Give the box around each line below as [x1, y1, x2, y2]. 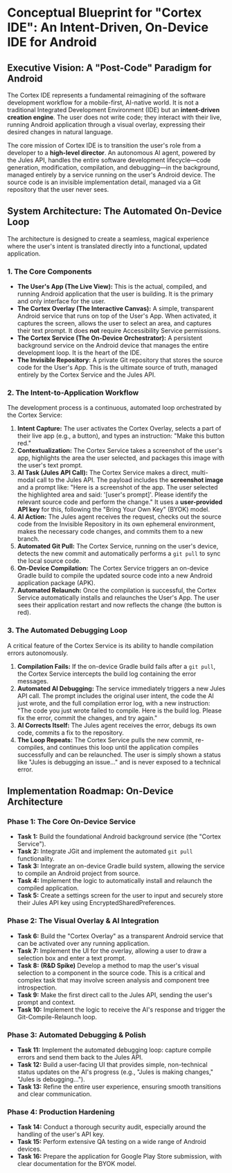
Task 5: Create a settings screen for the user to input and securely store [17, 891, 224, 899]
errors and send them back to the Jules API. [17, 1053, 143, 1061]
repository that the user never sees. [7, 186, 109, 193]
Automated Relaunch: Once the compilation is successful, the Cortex [17, 586, 217, 595]
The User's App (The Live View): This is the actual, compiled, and [17, 283, 207, 291]
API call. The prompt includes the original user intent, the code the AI [17, 691, 215, 700]
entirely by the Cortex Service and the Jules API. [17, 370, 156, 379]
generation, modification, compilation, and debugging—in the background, [7, 163, 220, 171]
